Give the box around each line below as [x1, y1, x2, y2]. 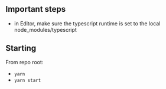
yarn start [14, 78, 41, 84]
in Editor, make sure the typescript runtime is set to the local [14, 19, 161, 27]
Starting [5, 43, 37, 53]
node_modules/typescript [14, 26, 77, 33]
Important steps [5, 4, 66, 14]
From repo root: [5, 59, 44, 66]
